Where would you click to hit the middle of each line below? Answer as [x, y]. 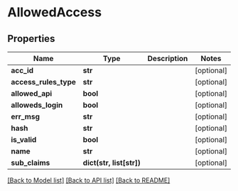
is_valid [24, 140]
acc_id [22, 70]
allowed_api [32, 93]
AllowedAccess [54, 12]
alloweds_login [37, 105]
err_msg [26, 116]
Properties [31, 39]
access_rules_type [44, 82]
